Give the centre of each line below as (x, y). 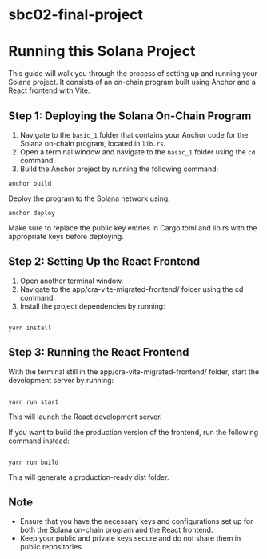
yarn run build (34, 462)
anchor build (30, 183)
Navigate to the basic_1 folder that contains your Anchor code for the (134, 134)
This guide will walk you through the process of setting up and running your (133, 74)
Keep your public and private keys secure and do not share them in (130, 538)
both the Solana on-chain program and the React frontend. (116, 530)
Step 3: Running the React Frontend (99, 352)
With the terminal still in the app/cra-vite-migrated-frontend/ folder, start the (134, 371)
